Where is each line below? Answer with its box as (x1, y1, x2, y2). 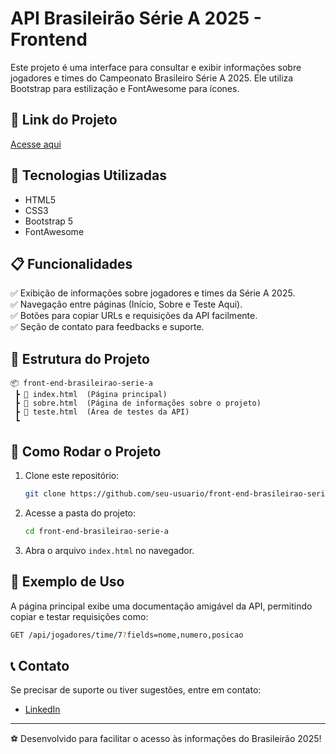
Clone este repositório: (24, 470, 120, 481)
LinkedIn (24, 703, 61, 716)
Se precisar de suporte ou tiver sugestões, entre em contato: (10, 684, 262, 696)
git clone (24, 489, 67, 499)
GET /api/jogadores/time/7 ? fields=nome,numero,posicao (10, 630, 244, 640)
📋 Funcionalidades (10, 255, 133, 272)
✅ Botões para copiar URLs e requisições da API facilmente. (10, 310, 258, 322)
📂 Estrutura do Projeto (10, 350, 150, 367)
